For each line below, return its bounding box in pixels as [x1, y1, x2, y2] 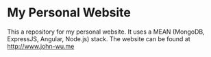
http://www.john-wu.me [7, 42, 75, 50]
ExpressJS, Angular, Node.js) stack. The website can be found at [7, 34, 190, 43]
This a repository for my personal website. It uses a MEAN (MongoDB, [7, 27, 206, 36]
